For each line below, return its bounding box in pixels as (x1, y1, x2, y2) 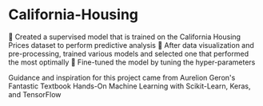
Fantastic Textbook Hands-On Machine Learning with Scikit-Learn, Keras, (8, 81, 251, 91)
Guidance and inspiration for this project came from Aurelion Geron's (8, 73, 236, 82)
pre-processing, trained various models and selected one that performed (8, 49, 249, 58)
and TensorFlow (8, 89, 62, 99)
